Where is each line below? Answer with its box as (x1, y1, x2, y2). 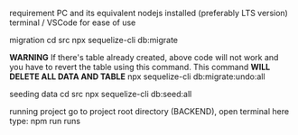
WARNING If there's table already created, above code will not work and (9, 52, 279, 62)
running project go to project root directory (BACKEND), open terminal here (9, 106, 290, 116)
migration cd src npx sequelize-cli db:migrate (9, 35, 179, 45)
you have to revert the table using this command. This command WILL (9, 62, 271, 72)
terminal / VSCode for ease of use (9, 17, 136, 28)
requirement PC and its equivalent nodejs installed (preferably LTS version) (9, 8, 289, 18)
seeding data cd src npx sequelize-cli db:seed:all (9, 89, 192, 99)
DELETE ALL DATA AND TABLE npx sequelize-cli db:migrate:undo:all (9, 71, 265, 82)
